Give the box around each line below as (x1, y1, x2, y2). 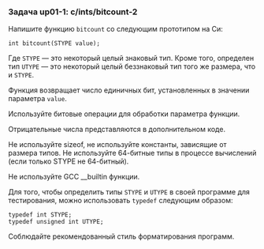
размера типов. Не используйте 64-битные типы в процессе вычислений (8, 149, 257, 158)
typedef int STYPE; (8, 211, 73, 219)
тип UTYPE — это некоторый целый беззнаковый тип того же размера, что (8, 62, 256, 71)
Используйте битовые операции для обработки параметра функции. (8, 109, 240, 119)
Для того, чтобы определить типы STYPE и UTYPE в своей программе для (8, 187, 251, 197)
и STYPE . (8, 70, 35, 80)
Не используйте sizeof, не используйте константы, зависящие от (8, 140, 227, 149)
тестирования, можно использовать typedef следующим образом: (8, 196, 233, 206)
